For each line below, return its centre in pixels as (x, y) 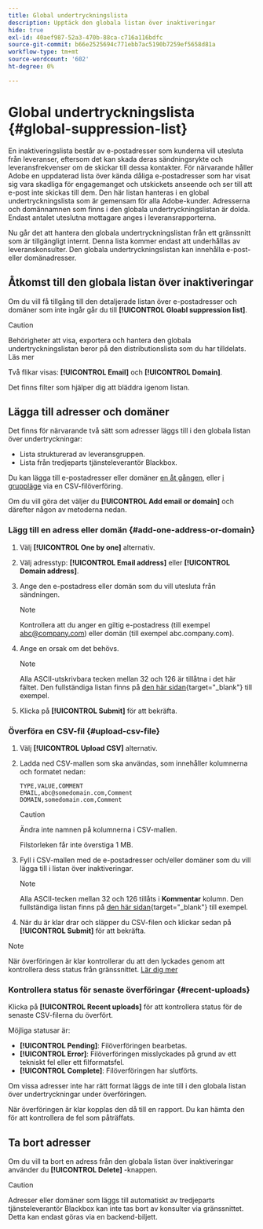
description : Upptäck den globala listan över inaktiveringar (112, 23)
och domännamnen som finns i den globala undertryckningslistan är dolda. (129, 209)
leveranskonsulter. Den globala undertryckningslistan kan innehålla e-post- (130, 249)
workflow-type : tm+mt (44, 52)
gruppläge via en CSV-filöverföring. (66, 486)
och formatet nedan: (53, 771)
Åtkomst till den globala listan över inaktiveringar (131, 282)
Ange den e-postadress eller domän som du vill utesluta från (117, 586)
